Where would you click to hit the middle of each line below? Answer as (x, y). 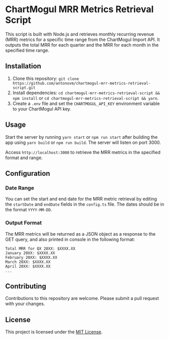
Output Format (23, 223)
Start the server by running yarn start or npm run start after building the (81, 137)
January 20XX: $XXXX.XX (30, 253)
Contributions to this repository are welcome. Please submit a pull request (82, 298)
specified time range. (27, 50)
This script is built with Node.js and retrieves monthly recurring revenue (80, 34)
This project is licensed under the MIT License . (54, 332)
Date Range (20, 187)
